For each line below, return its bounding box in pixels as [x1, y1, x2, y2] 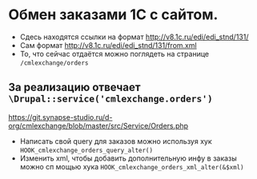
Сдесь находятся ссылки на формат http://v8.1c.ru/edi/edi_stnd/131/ [19, 32, 249, 42]
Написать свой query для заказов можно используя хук [19, 136, 212, 145]
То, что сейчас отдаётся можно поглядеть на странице [19, 49, 210, 58]
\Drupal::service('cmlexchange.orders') [8, 93, 214, 105]
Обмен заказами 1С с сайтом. [8, 6, 219, 24]
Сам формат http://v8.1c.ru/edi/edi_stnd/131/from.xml [19, 40, 198, 50]
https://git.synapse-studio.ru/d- [8, 112, 113, 121]
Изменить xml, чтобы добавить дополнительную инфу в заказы [19, 153, 238, 163]
